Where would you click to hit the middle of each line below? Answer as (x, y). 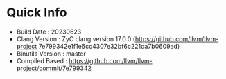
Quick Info (37, 13)
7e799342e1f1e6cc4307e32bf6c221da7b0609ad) (109, 46)
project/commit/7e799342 (54, 68)
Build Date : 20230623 (49, 32)
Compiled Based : (42, 60)
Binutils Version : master (51, 54)
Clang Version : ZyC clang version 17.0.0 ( (76, 38)
